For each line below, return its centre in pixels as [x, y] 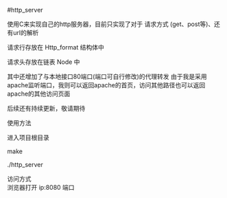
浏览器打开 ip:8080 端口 [41, 187]
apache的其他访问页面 [39, 93]
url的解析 [26, 33]
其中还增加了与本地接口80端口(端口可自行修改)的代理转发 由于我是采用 [107, 76]
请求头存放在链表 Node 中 [44, 62]
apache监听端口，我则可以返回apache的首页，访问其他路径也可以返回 [106, 85]
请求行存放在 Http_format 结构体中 [56, 47]
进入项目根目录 [28, 137]
